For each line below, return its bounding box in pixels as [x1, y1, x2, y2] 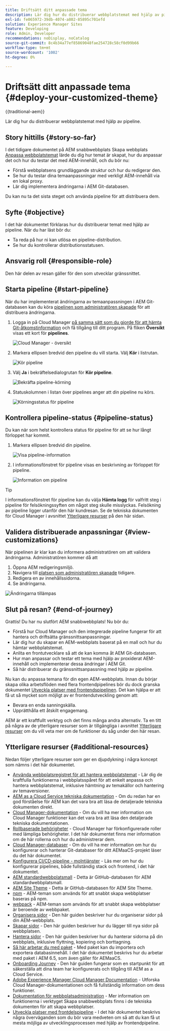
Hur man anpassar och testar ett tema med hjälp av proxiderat [12, 656, 142, 661]
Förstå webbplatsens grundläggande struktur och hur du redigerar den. [12, 167, 161, 173]
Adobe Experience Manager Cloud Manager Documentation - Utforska [12, 976, 160, 983]
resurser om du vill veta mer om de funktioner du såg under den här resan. [5, 728, 161, 734]
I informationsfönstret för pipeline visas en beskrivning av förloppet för [12, 462, 160, 468]
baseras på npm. [12, 895, 48, 901]
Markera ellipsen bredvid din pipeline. [12, 442, 92, 448]
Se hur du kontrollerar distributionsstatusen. [12, 242, 105, 248]
